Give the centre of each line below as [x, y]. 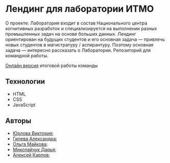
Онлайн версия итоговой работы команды [52, 65]
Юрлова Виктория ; [33, 133]
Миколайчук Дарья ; [34, 149]
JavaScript [24, 105]
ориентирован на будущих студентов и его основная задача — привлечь [85, 39]
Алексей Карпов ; [31, 155]
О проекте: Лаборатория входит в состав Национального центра [76, 23]
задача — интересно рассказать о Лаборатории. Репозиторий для [78, 50]
